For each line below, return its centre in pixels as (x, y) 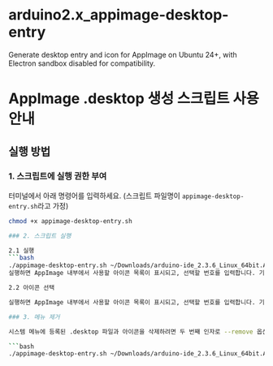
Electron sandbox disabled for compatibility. (82, 63)
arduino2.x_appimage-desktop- (119, 15)
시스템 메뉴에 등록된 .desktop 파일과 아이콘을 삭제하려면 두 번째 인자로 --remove (131, 332)
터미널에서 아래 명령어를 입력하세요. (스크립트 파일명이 (94, 196)
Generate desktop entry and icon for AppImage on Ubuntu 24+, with (123, 54)
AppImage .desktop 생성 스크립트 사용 (134, 99)
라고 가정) (53, 205)
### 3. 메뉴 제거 (35, 317)
